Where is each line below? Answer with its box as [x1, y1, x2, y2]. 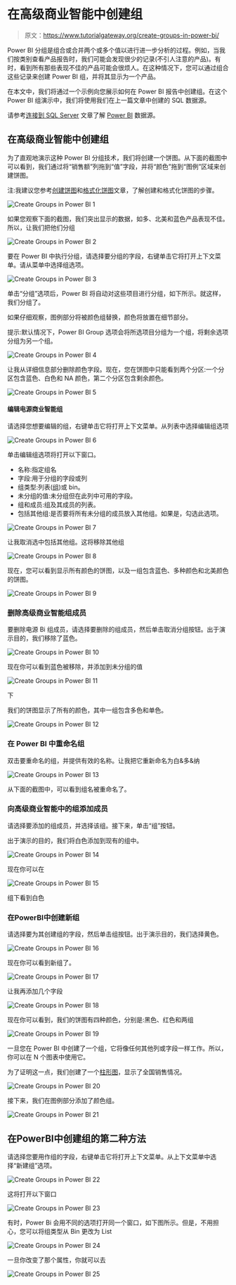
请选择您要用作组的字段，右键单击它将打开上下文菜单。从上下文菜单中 [7, 1152, 211, 1161]
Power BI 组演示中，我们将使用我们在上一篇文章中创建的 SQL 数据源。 [7, 96, 211, 104]
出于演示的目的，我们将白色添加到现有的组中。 [7, 836, 143, 844]
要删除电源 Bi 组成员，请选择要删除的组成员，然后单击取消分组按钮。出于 [7, 625, 220, 634]
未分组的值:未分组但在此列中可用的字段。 [17, 491, 137, 500]
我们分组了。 [7, 298, 44, 306]
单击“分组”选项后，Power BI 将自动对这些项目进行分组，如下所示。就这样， [7, 289, 225, 297]
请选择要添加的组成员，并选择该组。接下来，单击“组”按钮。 [7, 821, 179, 830]
